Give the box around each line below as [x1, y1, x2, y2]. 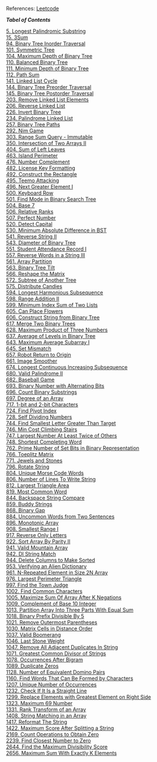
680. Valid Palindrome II [6, 370, 63, 377]
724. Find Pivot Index [6, 407, 57, 414]
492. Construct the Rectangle [6, 171, 78, 177]
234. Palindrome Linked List [6, 115, 73, 122]
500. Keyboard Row [6, 190, 54, 196]
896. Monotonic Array [6, 520, 59, 526]
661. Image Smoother [6, 357, 57, 364]
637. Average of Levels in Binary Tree [6, 333, 96, 339]
